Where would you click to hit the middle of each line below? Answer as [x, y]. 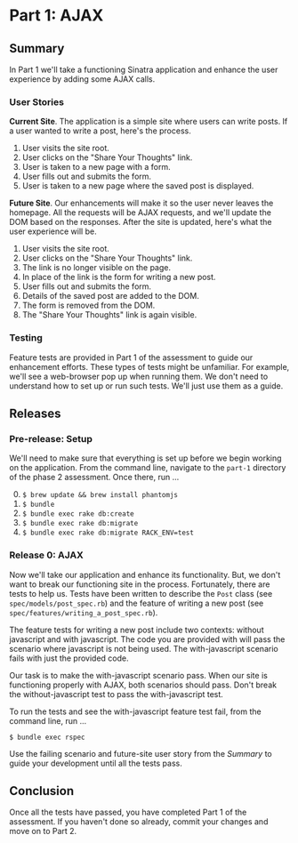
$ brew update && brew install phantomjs [100, 495]
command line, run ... [48, 720]
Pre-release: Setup [51, 438]
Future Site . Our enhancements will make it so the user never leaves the [141, 203]
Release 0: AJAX [47, 555]
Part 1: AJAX [56, 16]
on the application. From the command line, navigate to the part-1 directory [148, 468]
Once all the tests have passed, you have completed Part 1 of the [128, 812]
